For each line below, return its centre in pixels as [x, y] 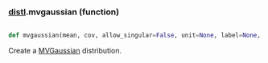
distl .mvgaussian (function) [64, 12]
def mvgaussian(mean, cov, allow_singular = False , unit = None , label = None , [135, 35]
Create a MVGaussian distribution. [65, 51]
